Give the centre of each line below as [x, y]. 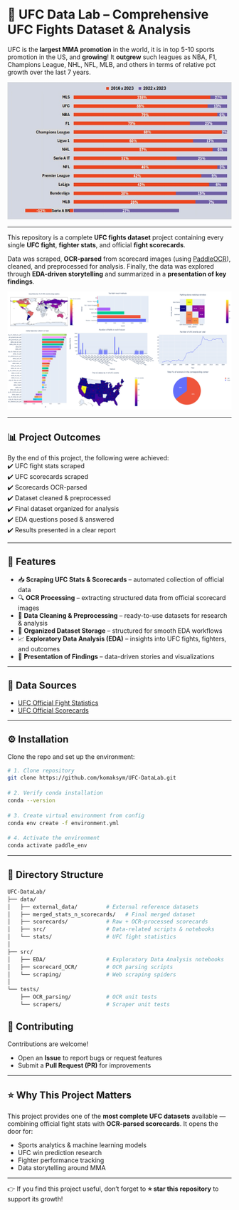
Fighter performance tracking [61, 1160]
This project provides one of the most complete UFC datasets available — [117, 1116]
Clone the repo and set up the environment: [71, 756]
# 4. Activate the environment [54, 838]
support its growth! [35, 1199]
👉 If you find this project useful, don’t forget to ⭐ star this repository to [113, 1189]
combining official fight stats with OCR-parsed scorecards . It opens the [113, 1123]
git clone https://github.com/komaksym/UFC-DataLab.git [92, 778]
